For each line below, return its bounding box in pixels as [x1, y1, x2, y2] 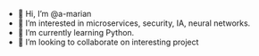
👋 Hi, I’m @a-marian [17, 9, 92, 19]
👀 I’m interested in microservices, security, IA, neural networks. [17, 18, 251, 28]
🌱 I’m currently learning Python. [17, 28, 135, 37]
